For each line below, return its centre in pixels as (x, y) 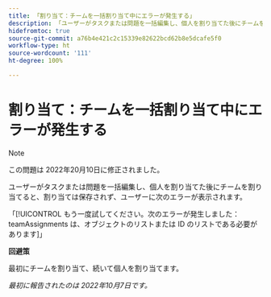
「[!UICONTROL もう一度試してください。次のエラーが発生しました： (124, 213)
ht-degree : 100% (35, 61)
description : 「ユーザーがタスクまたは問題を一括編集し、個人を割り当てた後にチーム (134, 23)
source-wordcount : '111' (50, 53)
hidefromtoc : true (39, 31)
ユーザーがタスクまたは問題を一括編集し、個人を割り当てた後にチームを (128, 187)
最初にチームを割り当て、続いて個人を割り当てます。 (96, 268)
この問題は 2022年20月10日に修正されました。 (86, 169)
